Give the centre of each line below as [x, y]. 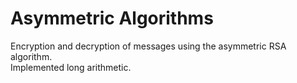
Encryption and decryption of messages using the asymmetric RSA [148, 46]
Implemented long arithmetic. [71, 67]
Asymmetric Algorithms [112, 18]
